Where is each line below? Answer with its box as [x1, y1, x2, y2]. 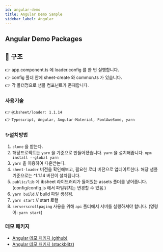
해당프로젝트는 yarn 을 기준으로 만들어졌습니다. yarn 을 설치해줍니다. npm [12, 150, 152, 156]
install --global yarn [12, 155, 59, 160]
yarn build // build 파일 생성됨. [12, 191, 74, 197]
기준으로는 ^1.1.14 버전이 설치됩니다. [12, 173, 81, 179]
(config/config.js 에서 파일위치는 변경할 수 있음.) [12, 185, 107, 191]
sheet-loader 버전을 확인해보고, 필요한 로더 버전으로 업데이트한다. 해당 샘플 [12, 166, 158, 173]
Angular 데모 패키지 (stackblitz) [12, 241, 75, 247]
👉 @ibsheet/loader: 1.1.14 [5, 109, 62, 115]
